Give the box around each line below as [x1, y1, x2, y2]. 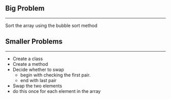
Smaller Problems [5, 37, 63, 46]
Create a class [12, 56, 43, 62]
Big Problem [5, 4, 45, 13]
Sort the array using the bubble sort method [5, 22, 98, 29]
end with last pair [20, 77, 57, 83]
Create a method [12, 61, 48, 67]
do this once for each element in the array [12, 88, 101, 94]
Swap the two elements [12, 83, 63, 89]
